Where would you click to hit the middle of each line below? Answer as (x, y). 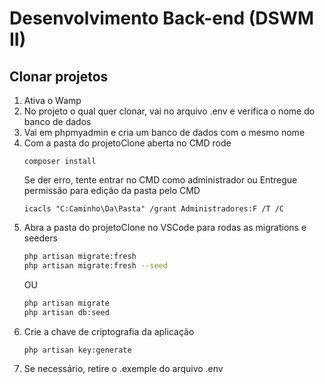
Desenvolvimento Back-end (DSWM (161, 18)
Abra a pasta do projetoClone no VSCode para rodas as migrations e (165, 227)
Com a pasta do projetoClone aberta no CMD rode (127, 143)
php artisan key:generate (77, 350)
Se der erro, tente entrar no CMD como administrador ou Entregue (160, 180)
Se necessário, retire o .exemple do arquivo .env (123, 369)
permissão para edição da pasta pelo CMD (112, 190)
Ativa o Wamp (52, 100)
